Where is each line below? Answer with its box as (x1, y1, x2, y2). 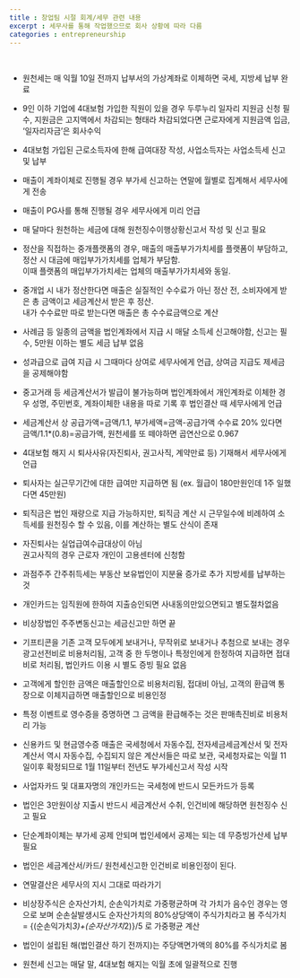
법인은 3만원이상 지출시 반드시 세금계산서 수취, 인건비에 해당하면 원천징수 (21, 799, 279, 810)
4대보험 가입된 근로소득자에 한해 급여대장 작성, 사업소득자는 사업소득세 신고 (21, 144, 287, 155)
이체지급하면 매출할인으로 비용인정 (46, 690, 167, 701)
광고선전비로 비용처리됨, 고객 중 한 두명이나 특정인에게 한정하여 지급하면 (21, 648, 274, 659)
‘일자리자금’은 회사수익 (21, 126, 101, 136)
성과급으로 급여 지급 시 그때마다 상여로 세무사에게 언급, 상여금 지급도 (21, 356, 261, 368)
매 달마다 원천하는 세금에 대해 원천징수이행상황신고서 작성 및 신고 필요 (21, 224, 267, 235)
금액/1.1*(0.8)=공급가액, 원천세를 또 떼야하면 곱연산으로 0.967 (21, 428, 239, 440)
